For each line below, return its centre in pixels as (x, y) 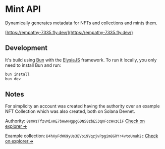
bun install (17, 74)
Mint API (23, 9)
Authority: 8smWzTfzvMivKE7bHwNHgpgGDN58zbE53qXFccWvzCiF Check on (75, 121)
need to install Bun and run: (33, 65)
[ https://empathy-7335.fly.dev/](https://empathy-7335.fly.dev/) (69, 32)
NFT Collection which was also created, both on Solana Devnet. (70, 111)
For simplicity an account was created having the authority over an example (82, 106)
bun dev (13, 79)
